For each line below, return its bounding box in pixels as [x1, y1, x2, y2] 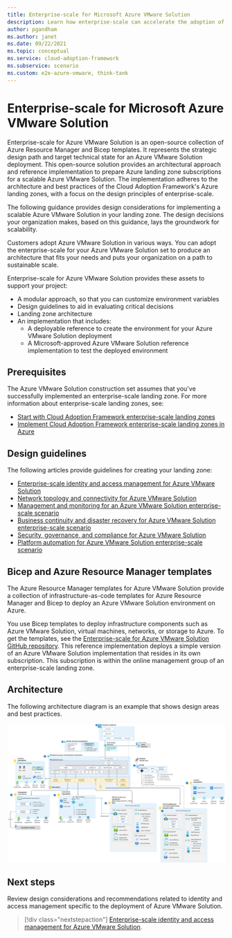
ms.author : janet [7, 33, 57, 40]
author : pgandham [7, 26, 57, 33]
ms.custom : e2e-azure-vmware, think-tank [7, 69, 129, 76]
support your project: [7, 281, 68, 290]
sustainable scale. [7, 260, 59, 269]
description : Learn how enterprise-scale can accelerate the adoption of [7, 18, 225, 26]
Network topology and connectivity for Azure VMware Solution [17, 494, 197, 502]
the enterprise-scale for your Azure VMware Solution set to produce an [7, 246, 211, 254]
